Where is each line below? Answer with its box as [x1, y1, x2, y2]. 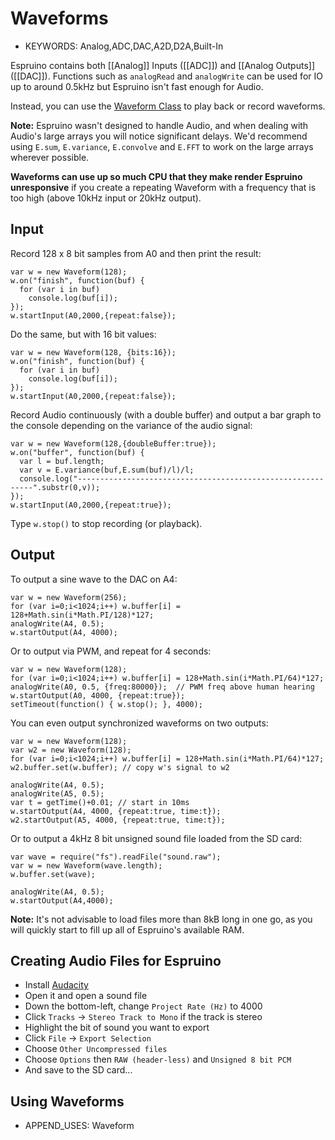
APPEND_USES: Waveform [24, 1120, 135, 1132]
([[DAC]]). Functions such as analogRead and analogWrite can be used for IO [10, 70, 323, 82]
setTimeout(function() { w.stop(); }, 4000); [10, 699, 203, 709]
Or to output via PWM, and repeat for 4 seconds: [10, 645, 212, 657]
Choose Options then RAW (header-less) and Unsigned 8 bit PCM [24, 1053, 292, 1066]
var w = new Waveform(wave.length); [10, 860, 163, 871]
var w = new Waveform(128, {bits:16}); [10, 347, 177, 357]
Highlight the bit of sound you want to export [24, 1022, 210, 1034]
